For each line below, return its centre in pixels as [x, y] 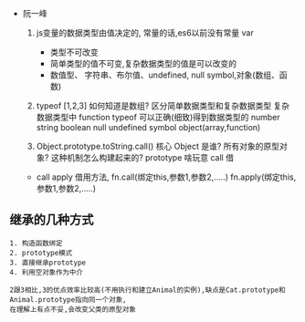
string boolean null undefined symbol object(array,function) [148, 127]
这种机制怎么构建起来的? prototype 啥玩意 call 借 [142, 157]
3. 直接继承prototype [48, 263]
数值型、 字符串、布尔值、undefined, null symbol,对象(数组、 [165, 75]
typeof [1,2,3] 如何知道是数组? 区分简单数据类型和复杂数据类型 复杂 [163, 106]
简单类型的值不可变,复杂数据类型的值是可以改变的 [143, 63]
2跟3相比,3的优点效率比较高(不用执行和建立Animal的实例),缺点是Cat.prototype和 [147, 290]
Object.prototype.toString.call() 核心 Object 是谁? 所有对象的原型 [158, 146]
